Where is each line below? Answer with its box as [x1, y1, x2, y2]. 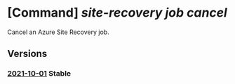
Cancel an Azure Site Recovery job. [7, 28, 110, 36]
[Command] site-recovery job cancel [7, 5, 228, 21]
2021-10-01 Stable [7, 69, 72, 78]
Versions [7, 48, 48, 60]
